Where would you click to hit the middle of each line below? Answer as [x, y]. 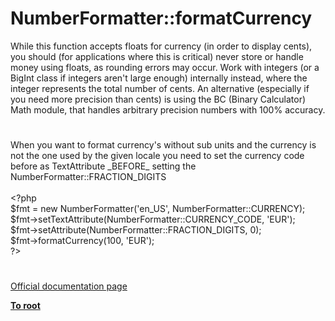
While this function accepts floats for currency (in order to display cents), [161, 46]
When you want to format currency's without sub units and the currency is [163, 145]
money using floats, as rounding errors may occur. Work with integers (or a [165, 67]
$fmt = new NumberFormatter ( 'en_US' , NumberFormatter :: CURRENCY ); [158, 209]
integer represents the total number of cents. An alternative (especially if [160, 88]
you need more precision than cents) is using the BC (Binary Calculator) [158, 99]
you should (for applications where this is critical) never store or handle [157, 56]
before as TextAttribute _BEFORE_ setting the [103, 166]
